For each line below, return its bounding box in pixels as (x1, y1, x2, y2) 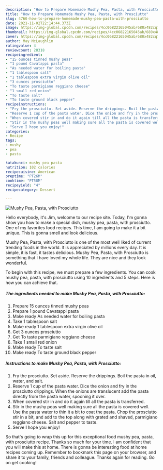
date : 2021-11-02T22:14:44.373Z (5, 20, 71, 26)
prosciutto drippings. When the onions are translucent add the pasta (12, 388, 149, 394)
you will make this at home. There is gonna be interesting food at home (5, 444, 147, 450)
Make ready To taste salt (12, 344, 62, 350)
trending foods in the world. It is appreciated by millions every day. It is (5, 244, 147, 250)
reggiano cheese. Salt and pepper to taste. (12, 419, 98, 425)
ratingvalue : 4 (5, 43, 36, 48)
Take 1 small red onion (12, 339, 57, 345)
